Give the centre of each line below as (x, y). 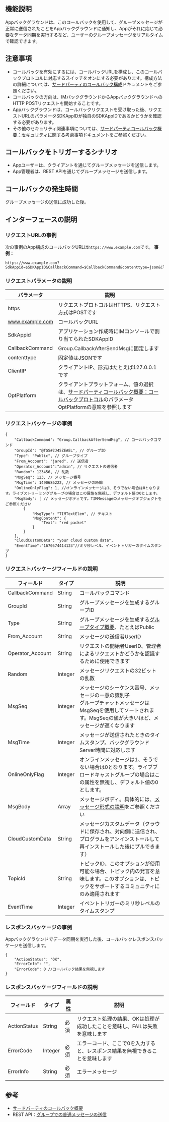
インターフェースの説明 (41, 219)
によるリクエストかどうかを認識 (117, 653)
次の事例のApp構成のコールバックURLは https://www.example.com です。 (79, 247)
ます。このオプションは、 (120, 878)
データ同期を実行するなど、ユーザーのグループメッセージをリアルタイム (89, 35)
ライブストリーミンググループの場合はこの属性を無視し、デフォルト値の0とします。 (86, 493)
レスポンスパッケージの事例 (39, 927)
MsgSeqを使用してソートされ (114, 710)
